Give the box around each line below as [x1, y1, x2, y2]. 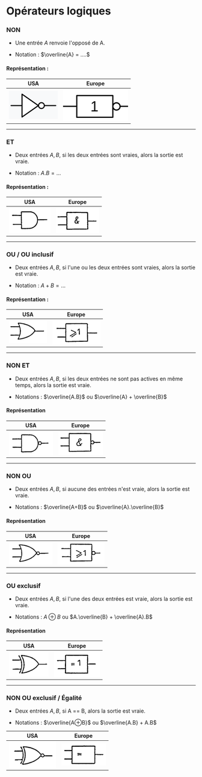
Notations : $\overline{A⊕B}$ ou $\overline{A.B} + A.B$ [14, 719, 157, 726]
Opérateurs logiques [6, 4, 111, 18]
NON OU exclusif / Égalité [6, 693, 82, 702]
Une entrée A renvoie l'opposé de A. [14, 39, 105, 46]
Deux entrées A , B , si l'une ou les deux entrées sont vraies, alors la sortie [14, 264, 195, 271]
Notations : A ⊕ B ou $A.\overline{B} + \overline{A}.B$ [14, 613, 153, 621]
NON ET [6, 361, 30, 370]
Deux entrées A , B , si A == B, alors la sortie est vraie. [14, 707, 146, 714]
